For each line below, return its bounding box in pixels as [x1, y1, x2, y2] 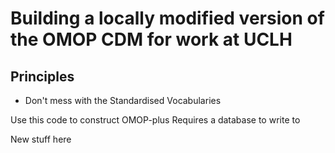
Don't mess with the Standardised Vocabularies [24, 95, 222, 106]
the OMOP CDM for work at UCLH [10, 28, 293, 51]
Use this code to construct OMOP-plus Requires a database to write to [10, 114, 301, 126]
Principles [10, 68, 75, 85]
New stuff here [10, 133, 72, 145]
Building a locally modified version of [10, 7, 325, 30]
